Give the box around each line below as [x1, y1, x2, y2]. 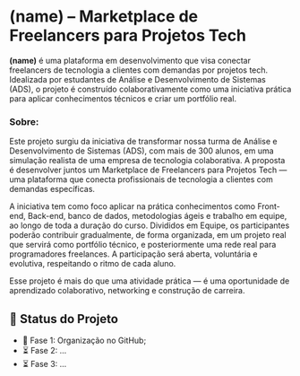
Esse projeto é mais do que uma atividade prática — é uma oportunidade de [9, 275, 290, 286]
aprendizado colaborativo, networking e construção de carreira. [9, 285, 245, 296]
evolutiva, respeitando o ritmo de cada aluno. [9, 258, 176, 269]
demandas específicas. [9, 184, 96, 195]
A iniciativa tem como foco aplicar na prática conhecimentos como [9, 201, 256, 212]
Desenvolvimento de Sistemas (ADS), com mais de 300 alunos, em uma [9, 145, 275, 156]
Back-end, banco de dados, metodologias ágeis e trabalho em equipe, [27, 211, 287, 222]
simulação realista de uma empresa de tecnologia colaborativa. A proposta [9, 155, 286, 166]
